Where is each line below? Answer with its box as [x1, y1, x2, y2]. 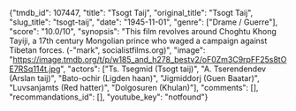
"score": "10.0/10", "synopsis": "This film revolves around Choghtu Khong [9, 26, 277, 36]
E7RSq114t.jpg [9, 63, 61, 74]
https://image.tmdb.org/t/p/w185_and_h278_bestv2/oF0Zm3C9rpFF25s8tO [12, 55, 287, 64]
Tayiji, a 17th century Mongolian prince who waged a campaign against [9, 35, 268, 46]
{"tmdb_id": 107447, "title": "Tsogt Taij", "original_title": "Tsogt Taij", [9, 8, 254, 18]
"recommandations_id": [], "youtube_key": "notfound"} [9, 92, 209, 102]
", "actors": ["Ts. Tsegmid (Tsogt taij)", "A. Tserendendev [60, 63, 267, 74]
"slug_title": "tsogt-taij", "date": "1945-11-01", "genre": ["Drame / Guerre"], [9, 17, 278, 27]
